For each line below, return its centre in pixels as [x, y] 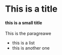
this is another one [31, 48]
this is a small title [24, 22]
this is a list [23, 43]
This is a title [31, 9]
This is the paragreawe [28, 34]
